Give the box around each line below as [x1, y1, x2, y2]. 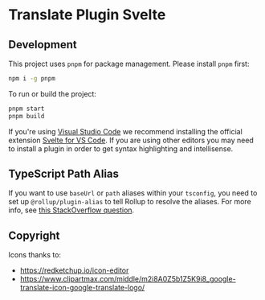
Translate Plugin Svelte [8, 6, 166, 24]
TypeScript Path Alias [8, 167, 119, 181]
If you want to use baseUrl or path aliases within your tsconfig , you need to [8, 188, 258, 198]
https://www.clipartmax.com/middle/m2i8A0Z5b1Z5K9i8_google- [19, 274, 236, 284]
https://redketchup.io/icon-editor [19, 265, 129, 275]
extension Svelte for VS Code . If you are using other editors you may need [8, 135, 255, 145]
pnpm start [8, 105, 45, 113]
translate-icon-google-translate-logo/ [19, 283, 145, 293]
